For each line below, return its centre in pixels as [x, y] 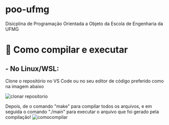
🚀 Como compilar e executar [67, 50]
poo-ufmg [27, 9]
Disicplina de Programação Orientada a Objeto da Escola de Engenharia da [84, 24]
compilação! [18, 117]
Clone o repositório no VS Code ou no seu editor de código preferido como [84, 81]
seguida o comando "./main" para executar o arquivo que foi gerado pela [82, 112]
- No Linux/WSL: [32, 68]
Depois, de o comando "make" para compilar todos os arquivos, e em [79, 106]
